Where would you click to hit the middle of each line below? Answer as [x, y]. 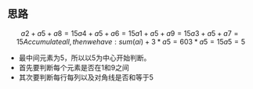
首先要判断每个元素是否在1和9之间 [74, 67]
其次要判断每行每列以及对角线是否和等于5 [86, 77]
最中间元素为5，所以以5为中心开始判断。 [85, 58]
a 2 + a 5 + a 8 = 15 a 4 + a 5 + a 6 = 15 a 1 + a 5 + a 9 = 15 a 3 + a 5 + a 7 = [130, 33]
